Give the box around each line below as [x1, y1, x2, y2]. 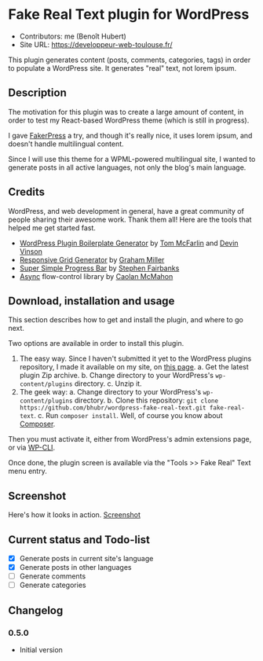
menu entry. [8, 466, 47, 476]
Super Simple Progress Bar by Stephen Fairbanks [19, 263, 180, 273]
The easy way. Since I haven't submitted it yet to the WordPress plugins [19, 354, 252, 363]
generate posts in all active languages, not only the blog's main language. [8, 163, 247, 172]
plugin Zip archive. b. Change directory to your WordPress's [19, 371, 214, 380]
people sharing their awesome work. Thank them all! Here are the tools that [8, 215, 252, 224]
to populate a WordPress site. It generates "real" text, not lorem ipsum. [8, 63, 237, 72]
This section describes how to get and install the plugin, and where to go [8, 315, 243, 325]
